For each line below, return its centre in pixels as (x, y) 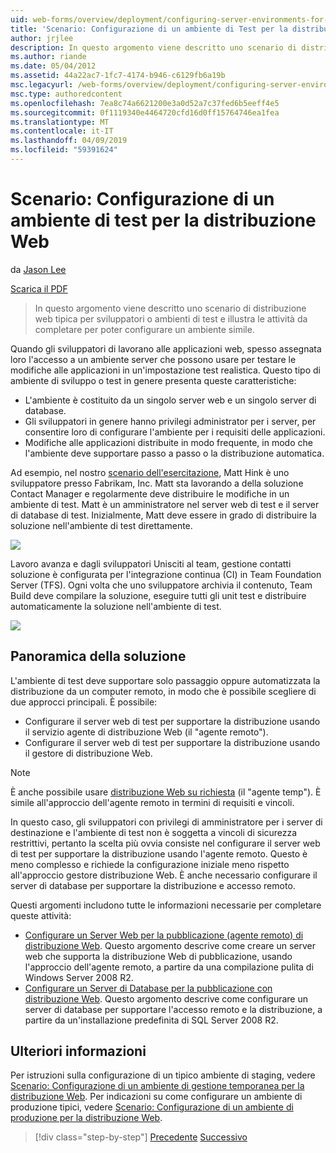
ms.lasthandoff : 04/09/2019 (69, 141)
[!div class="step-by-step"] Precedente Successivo (141, 1137)
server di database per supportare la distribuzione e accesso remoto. (153, 885)
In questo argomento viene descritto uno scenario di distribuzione (170, 308)
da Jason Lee (38, 269)
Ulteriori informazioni (78, 1051)
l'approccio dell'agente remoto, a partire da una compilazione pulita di (169, 967)
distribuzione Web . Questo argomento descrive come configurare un (166, 998)
